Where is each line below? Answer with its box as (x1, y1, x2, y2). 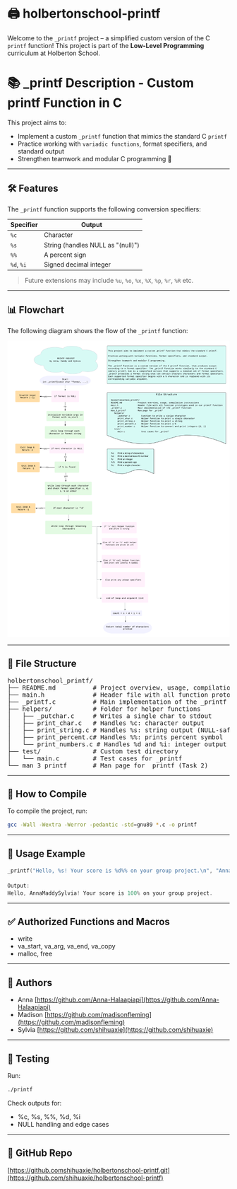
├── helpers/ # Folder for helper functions (7, 704, 201, 713)
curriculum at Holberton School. (7, 49, 101, 57)
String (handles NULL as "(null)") (43, 240, 140, 249)
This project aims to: (7, 118, 67, 127)
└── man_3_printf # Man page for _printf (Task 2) (7, 761, 209, 770)
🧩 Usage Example (7, 847, 86, 859)
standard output (17, 146, 65, 156)
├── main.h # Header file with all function (7, 690, 209, 699)
